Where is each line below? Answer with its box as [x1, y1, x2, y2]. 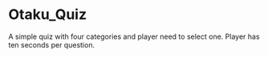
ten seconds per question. [8, 40, 95, 49]
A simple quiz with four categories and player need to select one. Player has [8, 32, 260, 41]
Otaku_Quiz [8, 6, 87, 24]
